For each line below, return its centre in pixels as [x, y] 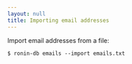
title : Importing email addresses [59, 20]
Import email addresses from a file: [59, 40]
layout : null [27, 14]
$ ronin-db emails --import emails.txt [66, 53]
